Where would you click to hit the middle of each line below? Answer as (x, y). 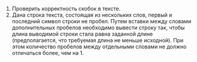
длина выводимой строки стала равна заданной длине (82, 34)
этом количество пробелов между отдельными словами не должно (99, 46)
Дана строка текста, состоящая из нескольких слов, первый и (92, 15)
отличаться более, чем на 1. (48, 53)
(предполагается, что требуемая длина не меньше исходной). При (98, 40)
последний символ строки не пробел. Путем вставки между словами (101, 21)
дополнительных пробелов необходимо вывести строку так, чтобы (98, 27)
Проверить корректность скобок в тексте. (66, 9)
